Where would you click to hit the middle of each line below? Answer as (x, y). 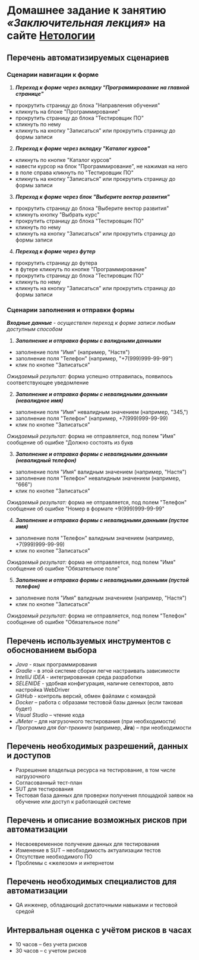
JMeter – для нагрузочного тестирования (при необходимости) (96, 721)
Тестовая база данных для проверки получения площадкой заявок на (104, 795)
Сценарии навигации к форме (53, 74)
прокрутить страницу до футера (56, 263)
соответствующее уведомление (48, 383)
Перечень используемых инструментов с (89, 641)
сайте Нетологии (51, 36)
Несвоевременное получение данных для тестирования (87, 844)
